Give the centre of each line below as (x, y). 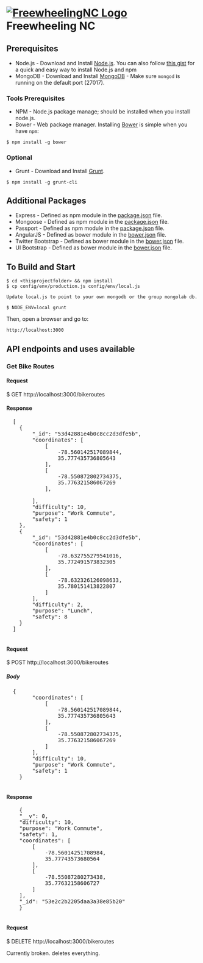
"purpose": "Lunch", (62, 610)
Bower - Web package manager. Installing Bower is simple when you (101, 124)
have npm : (27, 131)
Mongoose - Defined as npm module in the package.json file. (92, 222)
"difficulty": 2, (58, 604)
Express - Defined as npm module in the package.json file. (89, 215)
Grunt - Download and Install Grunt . (60, 171)
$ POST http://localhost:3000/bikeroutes (57, 662)
